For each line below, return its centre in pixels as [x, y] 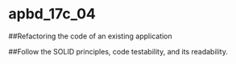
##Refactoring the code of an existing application [91, 36]
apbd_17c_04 [52, 14]
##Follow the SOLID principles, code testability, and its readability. [118, 51]
